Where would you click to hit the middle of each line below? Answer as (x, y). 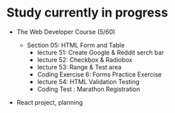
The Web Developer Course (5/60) (66, 32)
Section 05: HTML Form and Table (76, 45)
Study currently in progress (87, 13)
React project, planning (49, 102)
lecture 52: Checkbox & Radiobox (85, 59)
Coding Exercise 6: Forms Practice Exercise (99, 74)
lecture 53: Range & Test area (79, 67)
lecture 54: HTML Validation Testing (88, 81)
